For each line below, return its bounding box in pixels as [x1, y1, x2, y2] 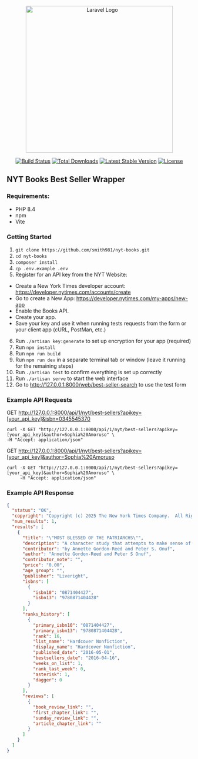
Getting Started [6, 233, 52, 241]
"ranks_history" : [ [22, 612, 70, 617]
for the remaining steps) [15, 362, 74, 370]
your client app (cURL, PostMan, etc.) [15, 326, 106, 333]
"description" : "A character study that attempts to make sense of [22, 540, 192, 546]
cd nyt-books [15, 253, 48, 259]
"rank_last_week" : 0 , [32, 666, 86, 672]
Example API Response [6, 489, 74, 497]
